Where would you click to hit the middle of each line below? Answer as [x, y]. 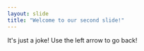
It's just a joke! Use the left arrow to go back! [72, 40]
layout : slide [28, 14]
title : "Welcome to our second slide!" [66, 20]
